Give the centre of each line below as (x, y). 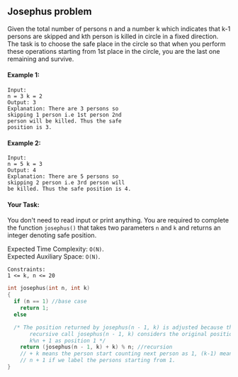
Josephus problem (50, 12)
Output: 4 (22, 170)
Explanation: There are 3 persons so (63, 109)
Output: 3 (22, 103)
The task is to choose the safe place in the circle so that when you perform (117, 44)
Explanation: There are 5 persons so (63, 176)
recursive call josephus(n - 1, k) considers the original (118, 334)
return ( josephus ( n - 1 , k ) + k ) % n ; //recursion (96, 347)
